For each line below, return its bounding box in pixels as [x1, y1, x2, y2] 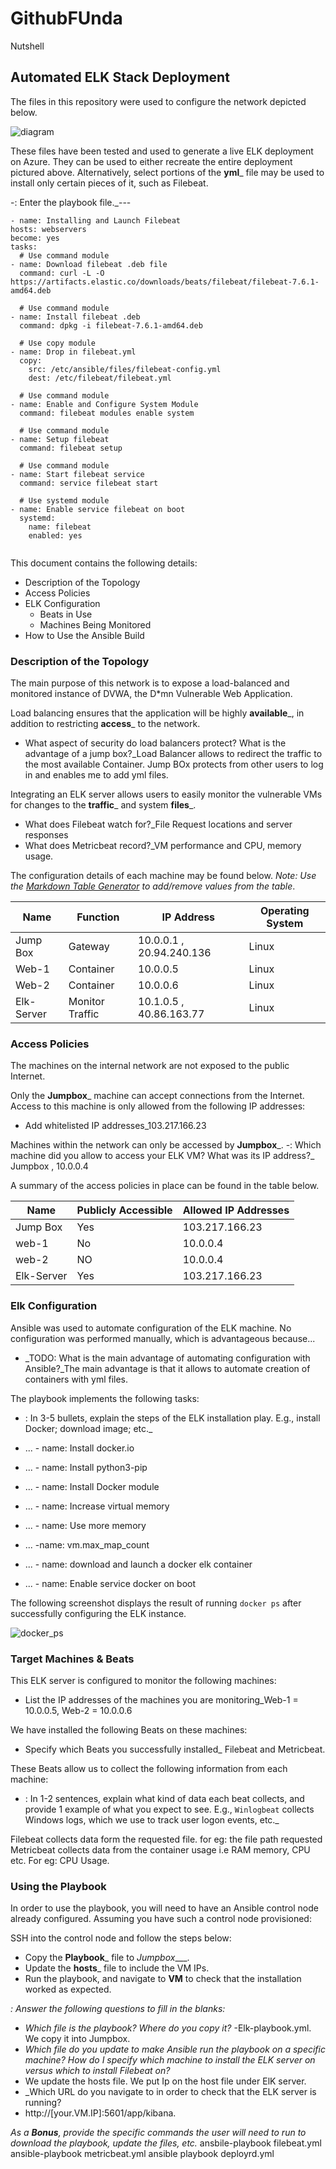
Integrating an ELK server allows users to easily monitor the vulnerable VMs [10, 788, 323, 801]
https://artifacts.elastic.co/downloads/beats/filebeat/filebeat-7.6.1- [10, 277, 320, 287]
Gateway [68, 940, 110, 954]
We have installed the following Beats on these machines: [10, 1723, 248, 1736]
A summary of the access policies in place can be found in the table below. [10, 1180, 320, 1192]
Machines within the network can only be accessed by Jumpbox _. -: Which [10, 1139, 322, 1151]
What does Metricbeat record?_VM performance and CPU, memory [24, 840, 302, 852]
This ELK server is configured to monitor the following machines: [10, 1674, 277, 1686]
